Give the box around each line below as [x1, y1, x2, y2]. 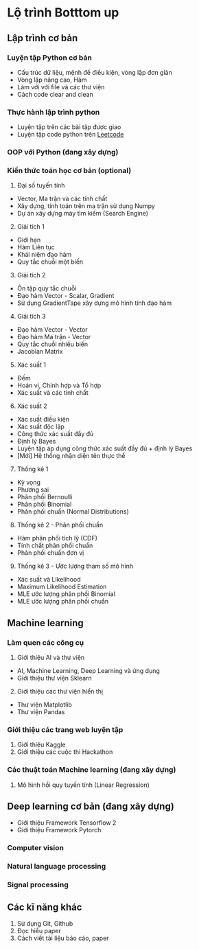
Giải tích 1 [16, 222, 45, 231]
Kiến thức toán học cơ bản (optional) [7, 166, 132, 176]
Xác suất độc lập [16, 422, 65, 431]
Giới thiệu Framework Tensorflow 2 [16, 819, 117, 827]
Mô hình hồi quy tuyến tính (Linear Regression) [16, 781, 150, 789]
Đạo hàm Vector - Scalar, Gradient [16, 292, 115, 300]
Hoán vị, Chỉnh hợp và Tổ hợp [16, 381, 102, 389]
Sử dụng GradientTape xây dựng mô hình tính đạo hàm [16, 299, 172, 307]
